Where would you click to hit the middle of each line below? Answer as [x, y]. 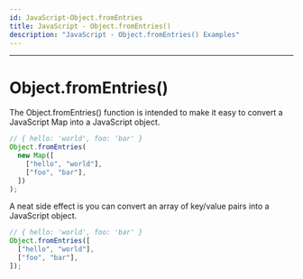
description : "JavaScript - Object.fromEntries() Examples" [125, 34]
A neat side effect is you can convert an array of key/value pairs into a [139, 206]
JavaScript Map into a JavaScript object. [85, 122]
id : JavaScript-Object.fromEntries [76, 18]
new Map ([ [36, 156]
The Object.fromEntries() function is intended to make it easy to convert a [146, 113]
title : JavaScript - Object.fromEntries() [90, 26]
